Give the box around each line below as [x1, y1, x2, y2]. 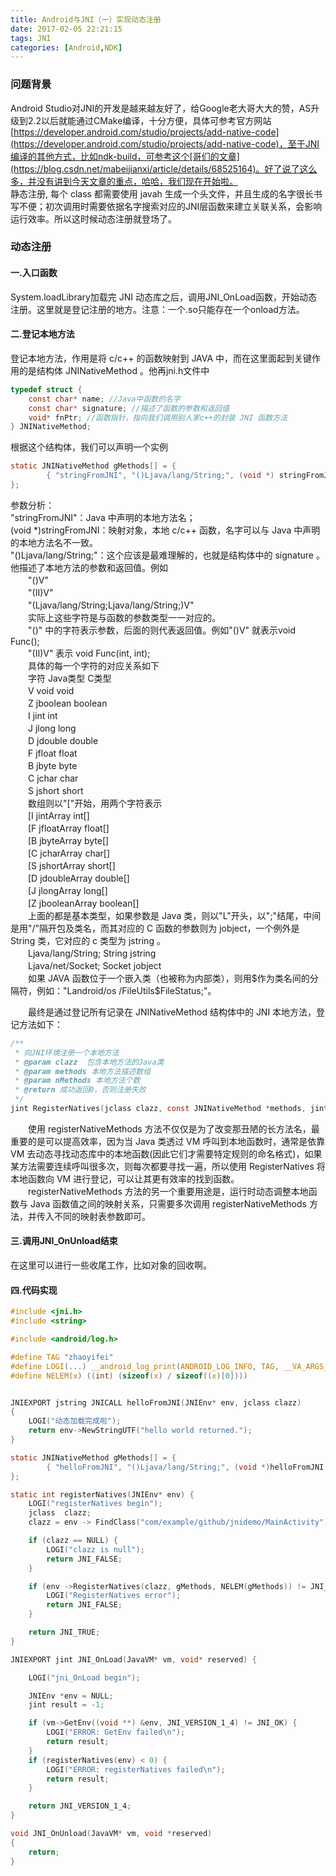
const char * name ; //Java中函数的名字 [28, 394, 181, 404]
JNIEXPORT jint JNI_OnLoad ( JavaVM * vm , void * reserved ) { [10, 1654, 257, 1665]
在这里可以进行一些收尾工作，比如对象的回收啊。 [10, 1259, 212, 1271]
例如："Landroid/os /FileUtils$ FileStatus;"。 [36, 984, 217, 996]
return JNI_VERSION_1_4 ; [28, 1801, 132, 1811]
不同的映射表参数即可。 [53, 1210, 151, 1222]
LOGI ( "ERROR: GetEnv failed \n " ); [46, 1727, 186, 1738]
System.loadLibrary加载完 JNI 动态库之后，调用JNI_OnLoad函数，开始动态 [10, 291, 318, 303]
